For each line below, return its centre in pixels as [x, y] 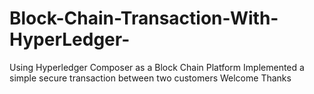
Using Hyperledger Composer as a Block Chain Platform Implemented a [157, 67]
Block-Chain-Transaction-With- [144, 18]
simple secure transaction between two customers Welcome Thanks [150, 78]
